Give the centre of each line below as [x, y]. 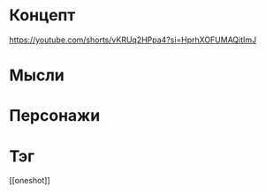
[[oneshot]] [30, 181]
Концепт [42, 15]
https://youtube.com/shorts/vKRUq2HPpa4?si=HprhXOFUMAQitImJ [133, 40]
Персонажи [55, 116]
